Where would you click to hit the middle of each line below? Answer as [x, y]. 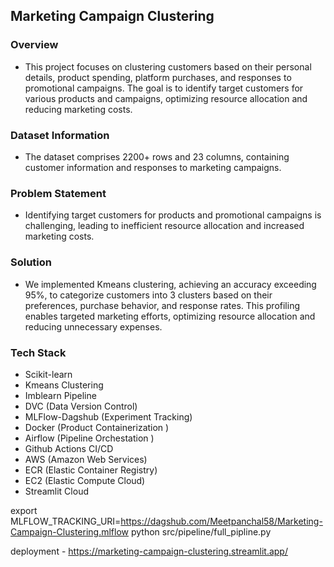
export [24, 510]
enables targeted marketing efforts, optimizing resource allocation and [170, 316]
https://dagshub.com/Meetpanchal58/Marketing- [221, 521]
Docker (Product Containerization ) [97, 427]
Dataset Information [60, 135]
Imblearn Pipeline [60, 395]
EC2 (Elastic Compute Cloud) [85, 480]
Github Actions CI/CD [69, 448]
